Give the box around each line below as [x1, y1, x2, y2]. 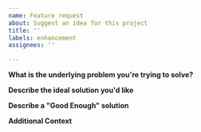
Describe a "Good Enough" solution [8, 101, 129, 111]
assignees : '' [8, 41, 56, 49]
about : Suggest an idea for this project [8, 19, 148, 27]
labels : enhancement [8, 33, 77, 42]
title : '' [8, 26, 41, 34]
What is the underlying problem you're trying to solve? [8, 70, 194, 80]
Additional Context [8, 116, 73, 126]
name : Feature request [8, 11, 84, 20]
